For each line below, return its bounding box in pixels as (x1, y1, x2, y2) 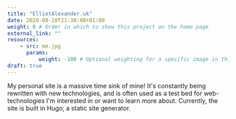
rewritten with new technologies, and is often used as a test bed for (7, 89, 202, 97)
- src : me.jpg (20, 43, 61, 50)
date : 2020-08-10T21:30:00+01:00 (7, 17, 105, 24)
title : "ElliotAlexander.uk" (7, 10, 93, 17)
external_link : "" (7, 29, 61, 37)
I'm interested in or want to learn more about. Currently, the (46, 96, 218, 105)
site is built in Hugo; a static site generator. (7, 104, 131, 112)
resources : (7, 36, 39, 43)
